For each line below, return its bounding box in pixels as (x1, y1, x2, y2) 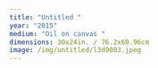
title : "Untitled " (9, 12, 82, 22)
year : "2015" (9, 21, 58, 30)
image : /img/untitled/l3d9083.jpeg (9, 46, 142, 55)
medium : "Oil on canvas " (9, 29, 105, 38)
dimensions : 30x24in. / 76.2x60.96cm (9, 37, 150, 47)
